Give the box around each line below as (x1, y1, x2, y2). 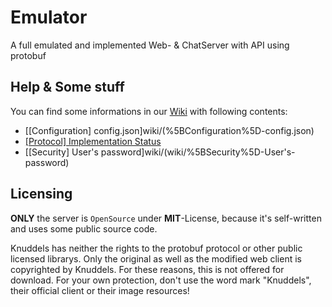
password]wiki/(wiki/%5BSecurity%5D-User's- (100, 146, 296, 158)
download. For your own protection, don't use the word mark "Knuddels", (10, 274, 312, 286)
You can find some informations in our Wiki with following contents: (10, 105, 288, 117)
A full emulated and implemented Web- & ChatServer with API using (10, 39, 290, 51)
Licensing (10, 186, 73, 203)
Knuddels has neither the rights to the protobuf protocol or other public (10, 242, 303, 254)
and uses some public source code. (10, 222, 158, 235)
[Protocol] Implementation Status (24, 135, 162, 147)
